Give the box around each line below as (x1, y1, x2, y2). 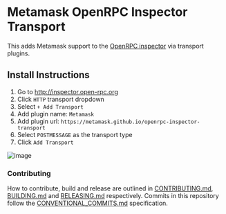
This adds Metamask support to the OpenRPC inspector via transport (7, 42, 204, 50)
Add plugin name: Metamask (17, 109, 95, 118)
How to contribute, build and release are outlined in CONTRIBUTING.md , (7, 184, 214, 193)
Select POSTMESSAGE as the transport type (17, 130, 133, 139)
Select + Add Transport (17, 102, 84, 111)
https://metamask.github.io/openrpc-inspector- (61, 118, 200, 125)
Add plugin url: (17, 117, 60, 125)
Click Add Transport (17, 138, 74, 146)
